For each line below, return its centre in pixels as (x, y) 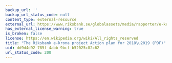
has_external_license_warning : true (44, 29)
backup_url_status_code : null (38, 15)
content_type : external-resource (41, 19)
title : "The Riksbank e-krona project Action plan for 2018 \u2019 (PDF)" (86, 43)
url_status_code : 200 (28, 52)
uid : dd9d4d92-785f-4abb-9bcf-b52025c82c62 (52, 48)
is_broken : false (24, 34)
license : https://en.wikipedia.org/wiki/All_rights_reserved (72, 39)
